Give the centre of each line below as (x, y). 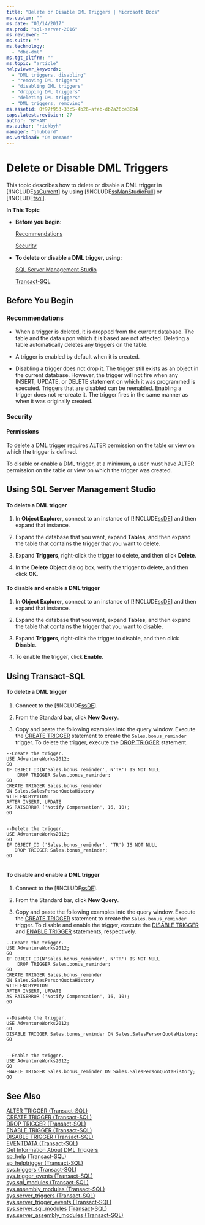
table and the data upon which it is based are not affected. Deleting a (102, 338)
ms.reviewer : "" (27, 35)
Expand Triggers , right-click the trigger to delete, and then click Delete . (106, 556)
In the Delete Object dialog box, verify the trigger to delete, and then (102, 567)
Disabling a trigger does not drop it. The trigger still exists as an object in (107, 368)
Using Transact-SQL (46, 676)
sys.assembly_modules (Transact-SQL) (56, 1189)
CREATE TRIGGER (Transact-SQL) (49, 1118)
